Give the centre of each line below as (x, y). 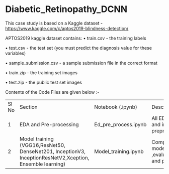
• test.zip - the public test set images (44, 82)
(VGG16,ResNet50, (42, 145)
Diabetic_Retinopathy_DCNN (66, 9)
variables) (16, 53)
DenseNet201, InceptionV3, (53, 151)
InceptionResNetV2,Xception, (54, 157)
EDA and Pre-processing (49, 124)
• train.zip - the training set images (41, 72)
